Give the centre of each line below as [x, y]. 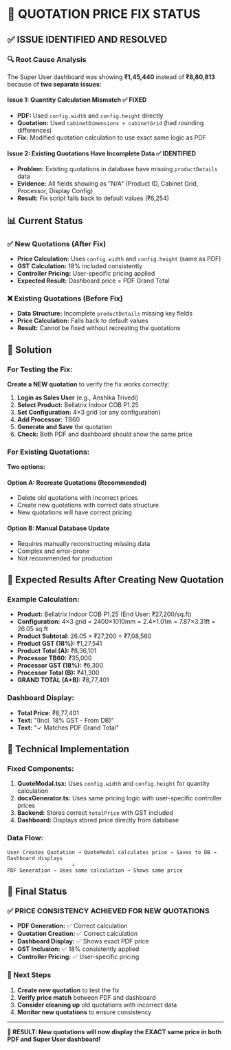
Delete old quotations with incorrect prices [77, 498]
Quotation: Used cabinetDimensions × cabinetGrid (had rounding [110, 123]
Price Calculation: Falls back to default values [83, 321]
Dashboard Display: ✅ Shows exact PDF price [83, 941]
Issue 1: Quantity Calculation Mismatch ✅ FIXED [77, 100]
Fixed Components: [41, 768]
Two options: [26, 467]
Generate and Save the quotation [64, 426]
